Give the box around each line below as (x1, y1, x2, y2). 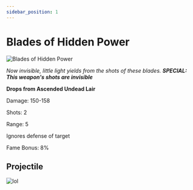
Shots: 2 (6, 109, 27, 116)
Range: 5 (6, 120, 29, 127)
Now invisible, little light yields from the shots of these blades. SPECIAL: (6, 67, 187, 74)
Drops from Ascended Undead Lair (6, 85, 96, 92)
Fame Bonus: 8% (6, 144, 50, 151)
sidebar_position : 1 (6, 8, 59, 15)
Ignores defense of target (6, 132, 70, 140)
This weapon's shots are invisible (6, 73, 93, 81)
